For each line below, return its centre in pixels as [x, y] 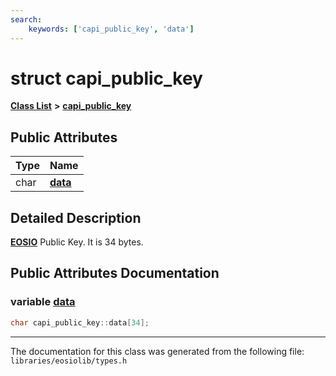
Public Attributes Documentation [115, 273]
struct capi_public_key [106, 78]
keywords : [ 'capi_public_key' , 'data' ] [111, 29]
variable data [43, 302]
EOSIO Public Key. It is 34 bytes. [77, 242]
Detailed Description [76, 217]
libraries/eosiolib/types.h [69, 361]
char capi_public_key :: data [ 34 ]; [80, 322]
